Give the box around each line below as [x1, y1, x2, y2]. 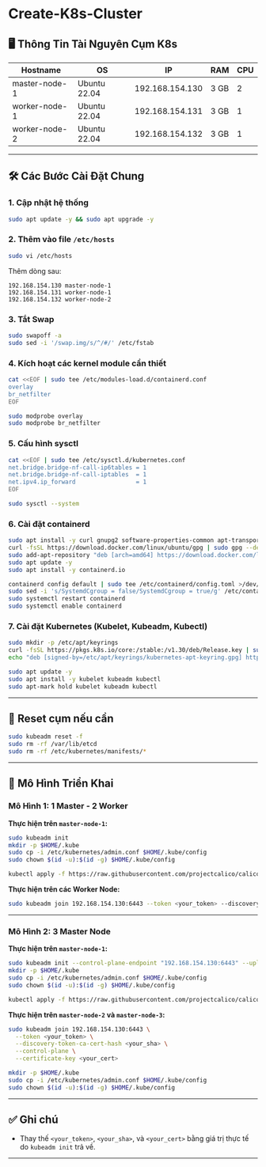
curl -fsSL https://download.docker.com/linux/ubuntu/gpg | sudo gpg [8, 544, 243, 552]
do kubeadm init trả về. [19, 1142, 96, 1152]
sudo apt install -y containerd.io [8, 566, 126, 574]
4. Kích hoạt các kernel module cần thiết [8, 358, 166, 369]
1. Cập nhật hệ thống [8, 197, 89, 208]
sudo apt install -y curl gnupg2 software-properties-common [8, 536, 215, 544]
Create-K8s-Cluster [8, 5, 143, 23]
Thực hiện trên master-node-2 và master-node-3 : [8, 1010, 165, 1019]
